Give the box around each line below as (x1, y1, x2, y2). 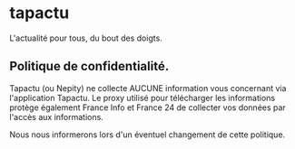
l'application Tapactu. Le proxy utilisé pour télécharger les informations (9, 92, 275, 103)
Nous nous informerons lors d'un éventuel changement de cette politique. (9, 129, 286, 140)
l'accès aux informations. (9, 111, 104, 122)
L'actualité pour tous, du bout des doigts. (9, 33, 163, 43)
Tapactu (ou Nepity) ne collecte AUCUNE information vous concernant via (9, 82, 287, 93)
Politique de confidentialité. (9, 59, 170, 74)
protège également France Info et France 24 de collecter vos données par (9, 102, 286, 113)
